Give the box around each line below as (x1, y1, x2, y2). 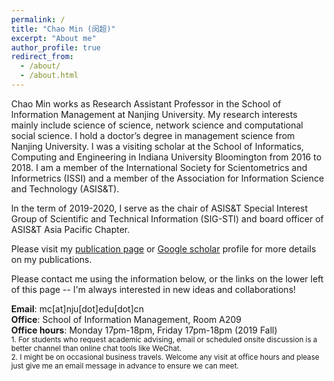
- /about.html (20, 71, 79, 81)
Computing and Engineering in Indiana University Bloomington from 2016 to (11, 151, 322, 163)
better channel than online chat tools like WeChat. (11, 343, 182, 353)
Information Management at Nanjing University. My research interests (11, 108, 298, 120)
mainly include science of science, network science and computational (11, 119, 304, 131)
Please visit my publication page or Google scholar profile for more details (11, 242, 317, 255)
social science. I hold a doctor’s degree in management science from (11, 129, 295, 141)
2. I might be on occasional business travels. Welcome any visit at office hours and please (11, 352, 320, 362)
